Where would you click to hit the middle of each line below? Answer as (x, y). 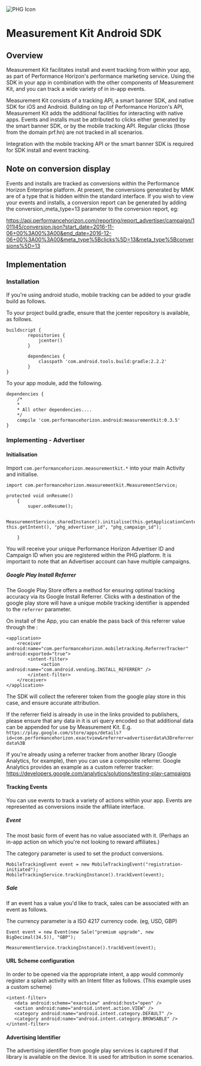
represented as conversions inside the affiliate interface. (76, 806)
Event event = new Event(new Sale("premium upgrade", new (80, 932)
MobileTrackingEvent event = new (48, 864)
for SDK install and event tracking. (48, 150)
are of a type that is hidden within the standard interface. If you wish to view (100, 196)
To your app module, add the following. (54, 383)
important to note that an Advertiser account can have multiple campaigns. (98, 561)
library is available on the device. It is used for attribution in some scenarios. (100, 1057)
